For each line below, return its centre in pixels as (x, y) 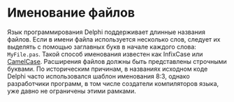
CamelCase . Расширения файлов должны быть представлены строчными (117, 61)
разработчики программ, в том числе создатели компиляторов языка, (113, 83)
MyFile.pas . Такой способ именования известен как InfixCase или (105, 54)
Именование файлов (71, 13)
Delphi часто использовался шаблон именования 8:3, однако (98, 76)
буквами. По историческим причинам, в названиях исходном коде (108, 69)
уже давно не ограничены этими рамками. (72, 91)
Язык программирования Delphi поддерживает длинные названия (107, 32)
